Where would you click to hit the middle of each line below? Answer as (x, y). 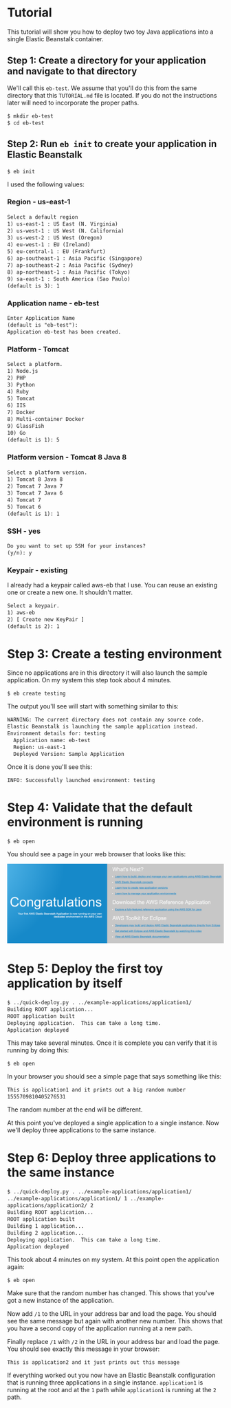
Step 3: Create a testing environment (114, 654)
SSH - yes (24, 531)
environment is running (75, 822)
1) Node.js (23, 371)
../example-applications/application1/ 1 (67, 1199)
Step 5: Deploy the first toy (85, 969)
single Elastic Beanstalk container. (56, 39)
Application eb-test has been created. (64, 332)
